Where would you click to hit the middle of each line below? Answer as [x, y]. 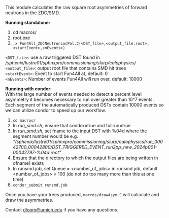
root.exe [21, 38]
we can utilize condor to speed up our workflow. [56, 110]
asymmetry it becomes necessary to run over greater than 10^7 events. [79, 99]
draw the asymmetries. [29, 200]
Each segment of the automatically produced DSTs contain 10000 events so [84, 105]
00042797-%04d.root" [37, 152]
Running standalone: [28, 23]
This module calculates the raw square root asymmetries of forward [76, 7]
